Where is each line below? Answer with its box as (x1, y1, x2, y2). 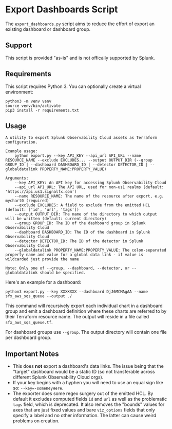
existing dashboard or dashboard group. (5, 26, 91, 32)
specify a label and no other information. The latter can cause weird (12, 413, 157, 419)
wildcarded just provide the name (5, 257, 80, 262)
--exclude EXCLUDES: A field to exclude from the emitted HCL (14, 203, 150, 208)
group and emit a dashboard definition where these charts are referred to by (5, 308, 167, 314)
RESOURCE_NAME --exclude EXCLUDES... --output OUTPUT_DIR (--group (5, 158, 153, 163)
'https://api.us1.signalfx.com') (5, 189, 77, 194)
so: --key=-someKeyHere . (12, 385, 64, 391)
